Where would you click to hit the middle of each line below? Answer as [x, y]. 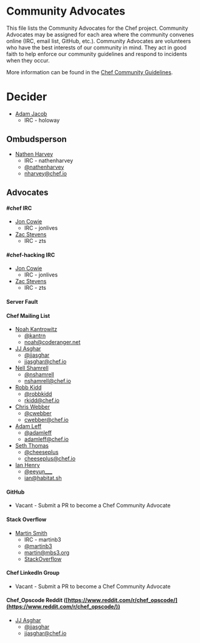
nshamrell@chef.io [47, 381]
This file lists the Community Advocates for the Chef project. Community [97, 28]
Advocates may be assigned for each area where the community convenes [100, 34]
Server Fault [22, 302]
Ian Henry [27, 465]
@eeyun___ [38, 472]
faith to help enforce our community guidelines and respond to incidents [97, 54]
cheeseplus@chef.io [50, 459]
